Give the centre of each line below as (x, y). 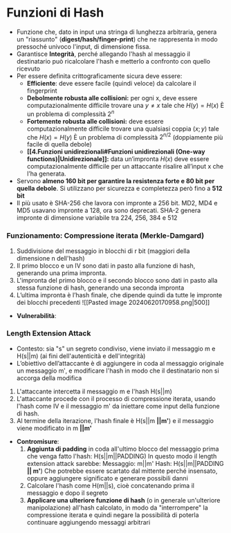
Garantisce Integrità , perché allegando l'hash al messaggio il (103, 54)
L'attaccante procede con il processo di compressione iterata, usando (116, 398)
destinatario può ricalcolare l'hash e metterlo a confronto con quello (113, 61)
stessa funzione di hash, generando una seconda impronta (100, 288)
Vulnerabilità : (36, 315)
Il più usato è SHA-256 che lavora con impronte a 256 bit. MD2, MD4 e (117, 203)
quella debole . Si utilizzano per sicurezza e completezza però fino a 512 (119, 189)
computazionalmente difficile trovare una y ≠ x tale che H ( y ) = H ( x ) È (126, 105)
